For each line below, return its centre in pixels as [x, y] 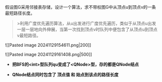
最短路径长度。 [20, 13]
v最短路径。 [29, 35]
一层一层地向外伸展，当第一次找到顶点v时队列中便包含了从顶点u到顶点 [87, 29]
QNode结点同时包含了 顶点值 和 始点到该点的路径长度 [65, 75]
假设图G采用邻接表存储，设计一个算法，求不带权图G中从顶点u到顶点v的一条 [81, 7]
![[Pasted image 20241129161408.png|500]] [49, 54]
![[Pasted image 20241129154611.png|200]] [48, 45]
